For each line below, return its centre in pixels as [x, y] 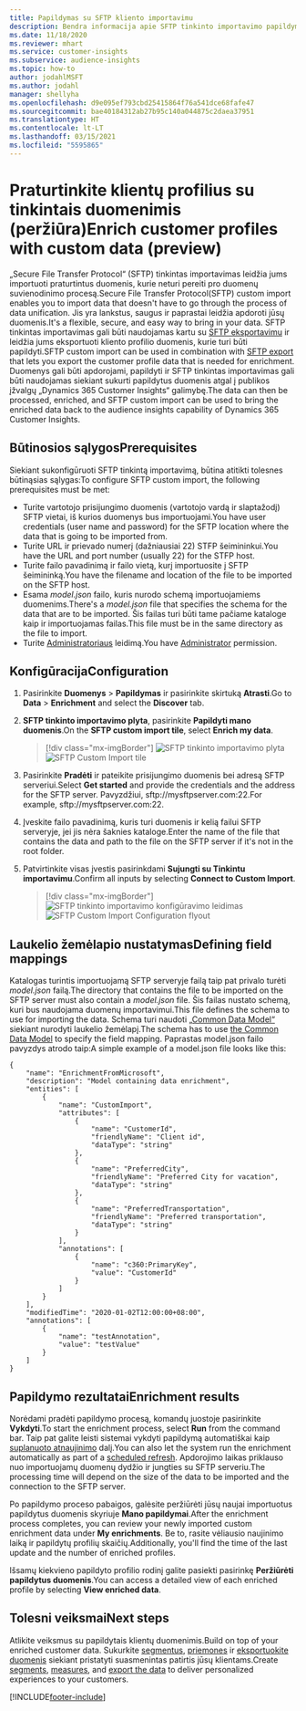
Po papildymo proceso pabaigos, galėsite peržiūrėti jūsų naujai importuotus [151, 1504]
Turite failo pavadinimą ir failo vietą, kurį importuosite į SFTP [135, 565]
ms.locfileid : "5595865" [56, 145]
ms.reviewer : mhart [46, 43]
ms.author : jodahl [44, 86]
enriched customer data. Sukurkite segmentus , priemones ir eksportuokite [149, 1650]
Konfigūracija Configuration [89, 671]
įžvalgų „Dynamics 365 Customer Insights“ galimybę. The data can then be [149, 390]
